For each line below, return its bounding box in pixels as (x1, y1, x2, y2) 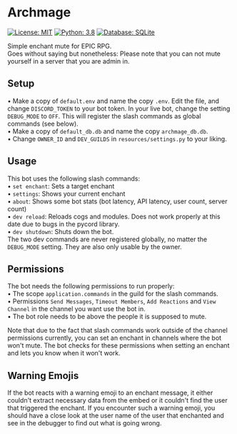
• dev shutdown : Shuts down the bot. (7, 227, 114, 236)
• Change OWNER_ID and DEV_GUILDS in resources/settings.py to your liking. (7, 134, 227, 143)
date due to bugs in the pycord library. (7, 219, 120, 228)
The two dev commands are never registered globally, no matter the (7, 235, 208, 243)
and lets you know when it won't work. (7, 349, 121, 358)
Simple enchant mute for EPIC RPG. (7, 41, 112, 50)
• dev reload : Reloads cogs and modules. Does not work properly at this (7, 212, 221, 221)
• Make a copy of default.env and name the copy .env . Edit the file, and (7, 96, 220, 105)
